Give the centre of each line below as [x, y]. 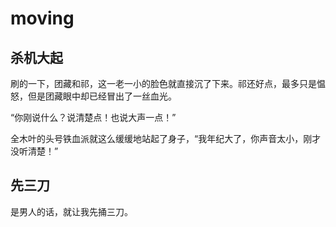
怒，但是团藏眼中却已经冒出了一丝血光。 [93, 96]
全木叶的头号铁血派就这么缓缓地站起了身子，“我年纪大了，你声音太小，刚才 [166, 138]
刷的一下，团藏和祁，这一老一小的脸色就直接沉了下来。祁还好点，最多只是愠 [168, 83]
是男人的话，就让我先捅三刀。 [71, 211]
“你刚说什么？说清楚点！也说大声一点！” [93, 117]
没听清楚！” [34, 151]
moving [42, 18]
